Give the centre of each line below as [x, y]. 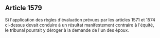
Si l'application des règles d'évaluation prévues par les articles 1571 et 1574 [80, 19]
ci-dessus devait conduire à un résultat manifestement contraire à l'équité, [80, 25]
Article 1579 [24, 8]
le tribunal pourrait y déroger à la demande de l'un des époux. [67, 30]
